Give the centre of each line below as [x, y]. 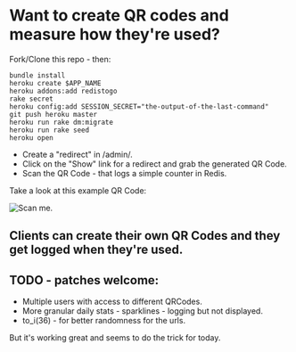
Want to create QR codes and [119, 16]
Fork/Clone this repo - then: [60, 59]
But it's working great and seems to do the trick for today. [115, 338]
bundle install [37, 75]
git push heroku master [53, 114]
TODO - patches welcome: [84, 280]
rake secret [31, 99]
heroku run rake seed [49, 130]
